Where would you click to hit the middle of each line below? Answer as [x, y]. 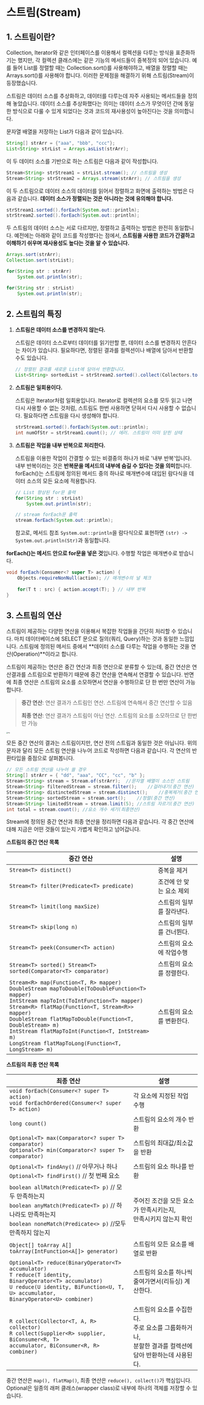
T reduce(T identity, [40, 1275]
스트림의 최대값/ [155, 1143]
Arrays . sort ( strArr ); [34, 255]
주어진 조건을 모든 [157, 1201]
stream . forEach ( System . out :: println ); [64, 521]
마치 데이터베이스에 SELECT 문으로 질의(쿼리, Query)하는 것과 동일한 [96, 639]
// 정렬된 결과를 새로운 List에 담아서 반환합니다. [70, 369]
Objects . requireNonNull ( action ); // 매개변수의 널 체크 [84, 578]
